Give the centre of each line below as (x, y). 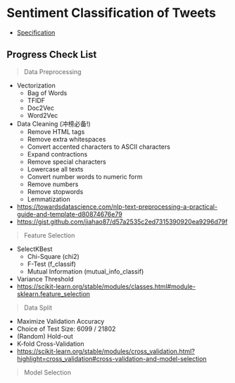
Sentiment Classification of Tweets (111, 13)
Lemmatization (49, 199)
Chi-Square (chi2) (53, 256)
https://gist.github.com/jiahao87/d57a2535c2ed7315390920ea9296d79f (122, 221)
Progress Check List (52, 55)
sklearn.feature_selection (53, 293)
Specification (36, 32)
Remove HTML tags (56, 131)
